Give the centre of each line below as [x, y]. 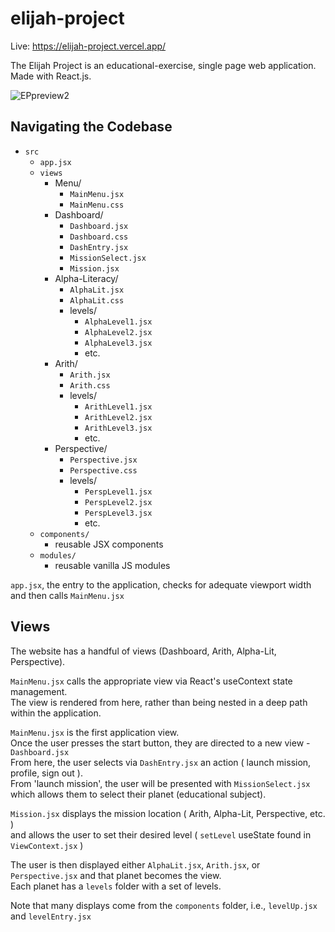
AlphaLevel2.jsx [118, 332]
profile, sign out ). [47, 773]
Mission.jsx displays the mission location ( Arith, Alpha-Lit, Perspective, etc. [168, 813]
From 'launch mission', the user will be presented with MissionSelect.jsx [160, 783]
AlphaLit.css [97, 300]
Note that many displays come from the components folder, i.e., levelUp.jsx [164, 905]
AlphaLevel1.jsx [118, 322]
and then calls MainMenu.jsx [67, 595]
